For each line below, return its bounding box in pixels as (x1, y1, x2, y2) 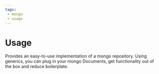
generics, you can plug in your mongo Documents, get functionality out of (5, 58, 154, 64)
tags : (5, 7, 16, 12)
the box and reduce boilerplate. (5, 64, 68, 70)
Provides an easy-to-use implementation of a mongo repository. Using (5, 53, 147, 59)
